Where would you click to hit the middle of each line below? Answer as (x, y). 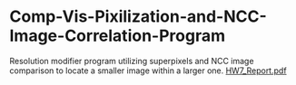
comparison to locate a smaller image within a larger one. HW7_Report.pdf (148, 71)
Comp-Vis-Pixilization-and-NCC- (138, 17)
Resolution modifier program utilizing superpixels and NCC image (132, 61)
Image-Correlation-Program (117, 36)
